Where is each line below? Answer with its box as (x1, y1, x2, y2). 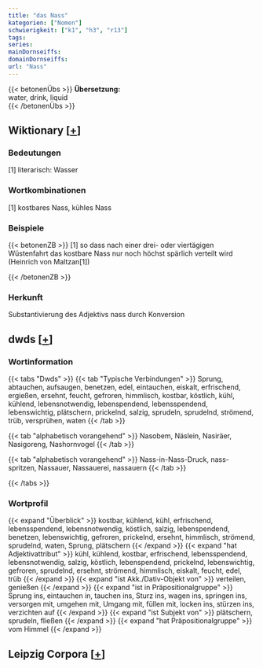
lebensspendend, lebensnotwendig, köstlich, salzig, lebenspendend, (8, 524, 230, 533)
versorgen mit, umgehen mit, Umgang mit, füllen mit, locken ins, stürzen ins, (8, 600, 255, 609)
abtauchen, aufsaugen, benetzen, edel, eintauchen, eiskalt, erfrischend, (8, 382, 241, 392)
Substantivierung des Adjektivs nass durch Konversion (8, 310, 185, 319)
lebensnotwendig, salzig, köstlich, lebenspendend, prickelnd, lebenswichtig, (8, 558, 255, 567)
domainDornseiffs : (8, 56, 68, 64)
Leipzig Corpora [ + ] (8, 647, 106, 661)
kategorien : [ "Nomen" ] (8, 19, 82, 27)
